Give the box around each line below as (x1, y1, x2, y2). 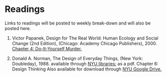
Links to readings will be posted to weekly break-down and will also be (5, 20, 151, 26)
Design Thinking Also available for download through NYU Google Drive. (12, 66, 162, 72)
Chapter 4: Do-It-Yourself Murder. (12, 45, 82, 51)
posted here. (5, 25, 31, 31)
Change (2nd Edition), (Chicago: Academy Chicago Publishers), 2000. (12, 40, 157, 46)
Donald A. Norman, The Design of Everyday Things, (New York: (12, 55, 143, 61)
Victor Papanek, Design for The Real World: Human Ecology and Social (12, 35, 158, 41)
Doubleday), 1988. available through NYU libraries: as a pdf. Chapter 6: (12, 60, 158, 66)
